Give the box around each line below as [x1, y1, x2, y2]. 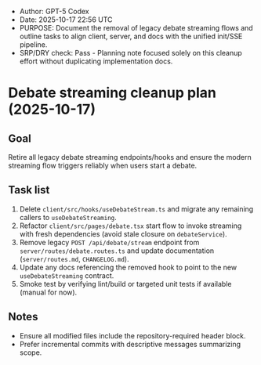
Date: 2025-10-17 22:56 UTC [19, 15, 113, 24]
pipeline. [19, 40, 48, 49]
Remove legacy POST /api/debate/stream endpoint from [19, 237, 200, 247]
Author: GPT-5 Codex [19, 7, 89, 16]
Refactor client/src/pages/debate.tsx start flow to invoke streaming [19, 221, 242, 230]
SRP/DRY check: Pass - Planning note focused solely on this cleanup [19, 49, 243, 57]
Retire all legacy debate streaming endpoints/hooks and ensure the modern [8, 153, 252, 161]
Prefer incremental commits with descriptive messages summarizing [19, 339, 241, 349]
